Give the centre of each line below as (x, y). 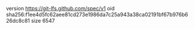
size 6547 (43, 21)
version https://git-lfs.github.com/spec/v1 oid (60, 8)
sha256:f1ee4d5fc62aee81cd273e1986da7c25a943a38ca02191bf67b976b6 (97, 14)
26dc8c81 (18, 21)
